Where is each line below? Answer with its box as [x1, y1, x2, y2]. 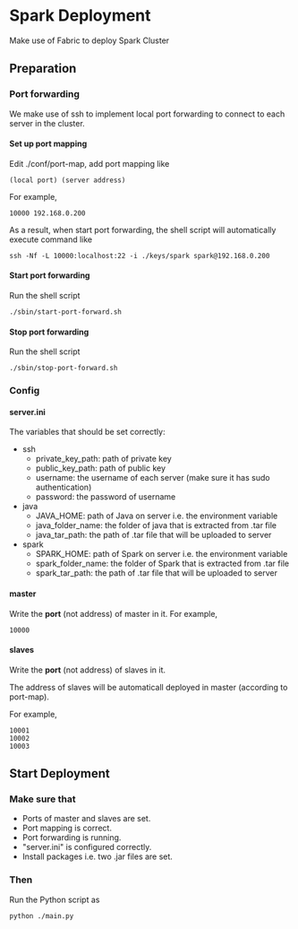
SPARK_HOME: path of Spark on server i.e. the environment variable [35, 549, 288, 560]
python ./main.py [9, 911, 74, 920]
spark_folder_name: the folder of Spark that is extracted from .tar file [35, 558, 289, 569]
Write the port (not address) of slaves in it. [9, 664, 166, 675]
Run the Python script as [9, 894, 100, 905]
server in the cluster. [9, 117, 85, 128]
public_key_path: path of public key [35, 463, 166, 473]
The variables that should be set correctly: [9, 427, 166, 438]
